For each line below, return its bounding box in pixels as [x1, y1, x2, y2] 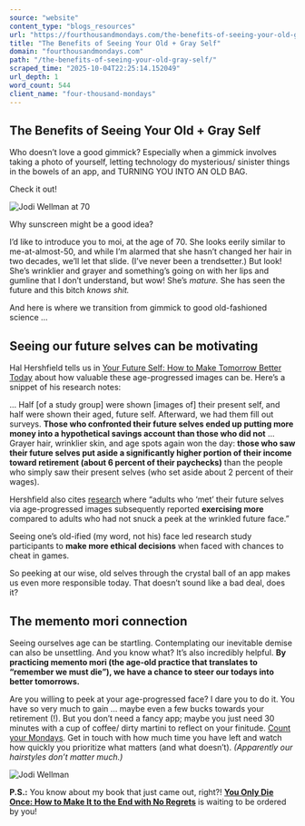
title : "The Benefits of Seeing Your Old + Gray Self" [9, 38, 221, 48]
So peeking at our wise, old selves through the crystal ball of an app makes [9, 568, 290, 579]
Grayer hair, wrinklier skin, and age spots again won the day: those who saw [9, 438, 296, 449]
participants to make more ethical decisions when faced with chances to [9, 541, 284, 552]
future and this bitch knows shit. [9, 285, 130, 296]
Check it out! [9, 183, 57, 195]
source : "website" [9, 13, 79, 23]
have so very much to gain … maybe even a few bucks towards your [9, 703, 265, 713]
